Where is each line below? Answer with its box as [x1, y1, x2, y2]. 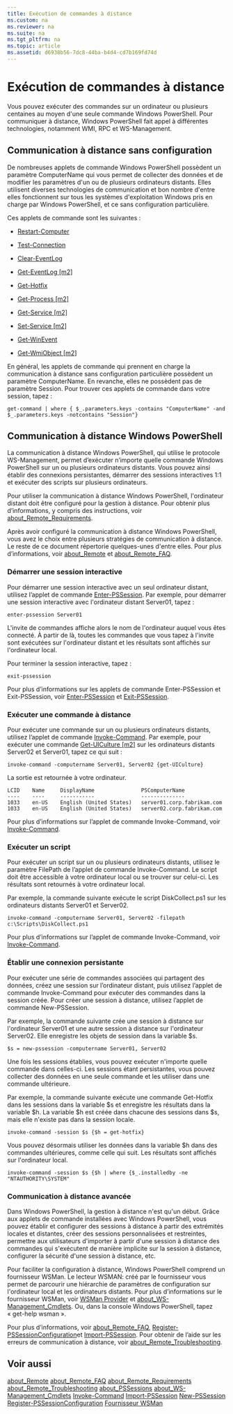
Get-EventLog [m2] [17, 268, 73, 276]
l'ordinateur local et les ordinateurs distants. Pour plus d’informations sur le [7, 1287, 223, 1296]
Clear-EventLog [17, 254, 63, 262]
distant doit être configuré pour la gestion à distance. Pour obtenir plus [7, 499, 210, 507]
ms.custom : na [7, 17, 49, 24]
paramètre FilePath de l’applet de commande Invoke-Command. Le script [7, 866, 218, 874]
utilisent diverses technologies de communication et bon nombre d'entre [7, 185, 216, 194]
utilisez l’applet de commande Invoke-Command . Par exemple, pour [7, 733, 202, 741]
